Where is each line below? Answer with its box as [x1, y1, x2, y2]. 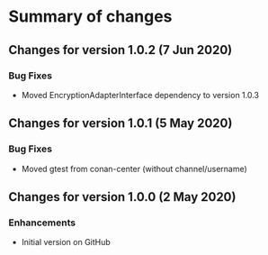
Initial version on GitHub [21, 237, 112, 248]
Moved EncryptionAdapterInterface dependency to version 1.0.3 [21, 89, 260, 100]
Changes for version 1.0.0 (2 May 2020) [8, 189, 237, 205]
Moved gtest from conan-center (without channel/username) [21, 163, 248, 174]
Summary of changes [8, 6, 173, 27]
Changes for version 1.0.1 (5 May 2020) [8, 115, 233, 132]
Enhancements [8, 216, 76, 229]
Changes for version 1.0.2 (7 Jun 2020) [8, 42, 233, 58]
